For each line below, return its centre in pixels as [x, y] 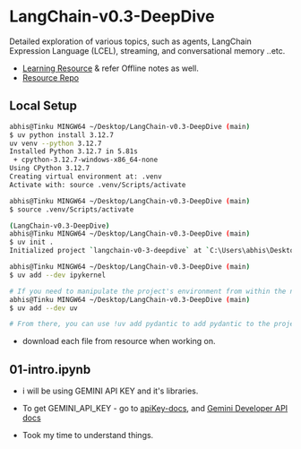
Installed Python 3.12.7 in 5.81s [74, 151]
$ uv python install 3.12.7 [62, 135]
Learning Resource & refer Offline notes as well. [110, 68]
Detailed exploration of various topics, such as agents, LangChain [131, 41]
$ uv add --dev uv [43, 308]
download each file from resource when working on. [119, 341]
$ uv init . [31, 242]
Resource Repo [50, 77]
